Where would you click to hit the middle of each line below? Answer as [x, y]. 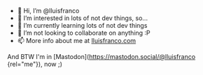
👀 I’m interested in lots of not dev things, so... [83, 18]
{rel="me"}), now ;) [35, 64]
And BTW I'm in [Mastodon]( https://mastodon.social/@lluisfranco [101, 57]
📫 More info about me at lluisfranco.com [77, 41]
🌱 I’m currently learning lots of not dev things [82, 25]
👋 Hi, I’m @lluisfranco [48, 11]
